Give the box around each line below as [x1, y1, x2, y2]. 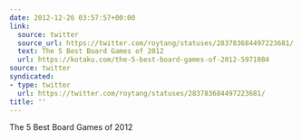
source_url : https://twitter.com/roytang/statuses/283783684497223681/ [17, 38, 295, 48]
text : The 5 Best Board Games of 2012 [17, 47, 165, 56]
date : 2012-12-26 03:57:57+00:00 [9, 13, 136, 23]
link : [9, 22, 30, 31]
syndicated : [9, 72, 54, 81]
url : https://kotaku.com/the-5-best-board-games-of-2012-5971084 [17, 55, 270, 64]
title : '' [9, 97, 47, 107]
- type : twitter [9, 80, 71, 89]
